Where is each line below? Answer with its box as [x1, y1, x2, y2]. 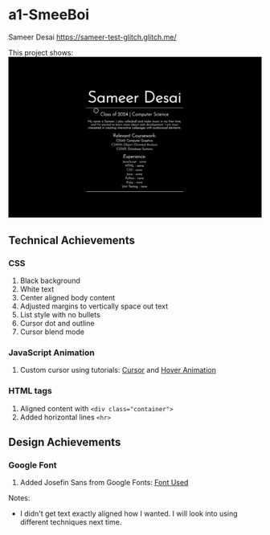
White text [19, 284, 55, 294]
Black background [19, 276, 80, 286]
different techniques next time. [19, 517, 122, 527]
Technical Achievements [8, 233, 135, 247]
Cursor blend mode [19, 327, 84, 337]
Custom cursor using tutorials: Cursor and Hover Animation [19, 366, 217, 375]
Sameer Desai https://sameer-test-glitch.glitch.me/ [8, 32, 177, 42]
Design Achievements [8, 435, 121, 449]
